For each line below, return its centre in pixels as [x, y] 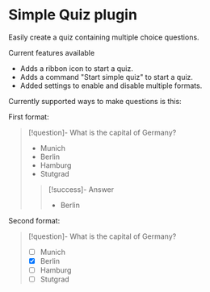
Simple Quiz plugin [73, 15]
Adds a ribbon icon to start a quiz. [76, 68]
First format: [29, 117]
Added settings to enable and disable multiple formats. [111, 86]
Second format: [34, 220]
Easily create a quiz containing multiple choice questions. [104, 37]
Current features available [52, 52]
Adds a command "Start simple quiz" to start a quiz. [107, 77]
